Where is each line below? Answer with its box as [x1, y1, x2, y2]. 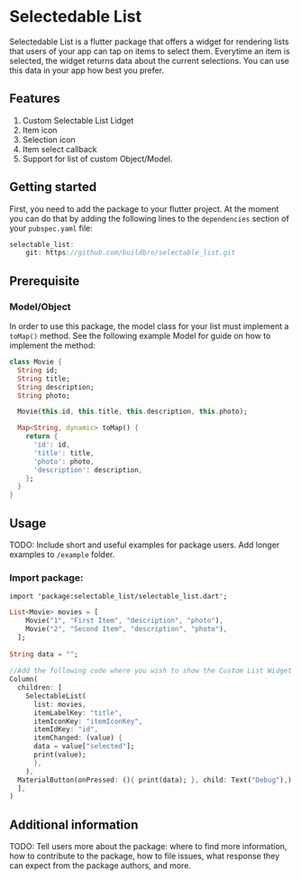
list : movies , [32, 700, 87, 709]
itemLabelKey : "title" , [32, 708, 123, 718]
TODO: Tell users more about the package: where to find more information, [9, 841, 287, 852]
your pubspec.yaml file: [9, 223, 93, 234]
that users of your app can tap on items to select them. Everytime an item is [9, 45, 290, 56]
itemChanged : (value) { [32, 733, 123, 743]
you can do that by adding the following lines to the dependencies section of [9, 213, 290, 224]
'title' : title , [32, 448, 95, 457]
